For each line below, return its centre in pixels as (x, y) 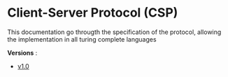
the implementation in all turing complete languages (82, 39)
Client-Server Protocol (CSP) (93, 13)
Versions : (22, 53)
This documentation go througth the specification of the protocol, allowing (114, 32)
